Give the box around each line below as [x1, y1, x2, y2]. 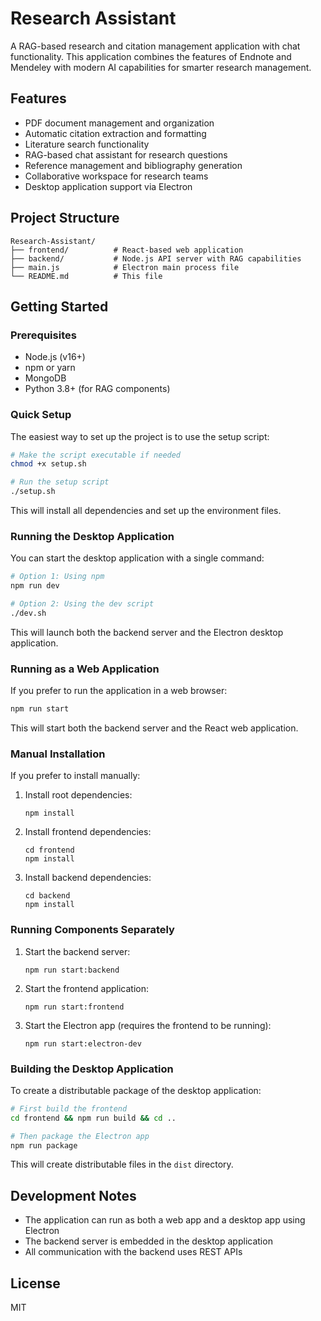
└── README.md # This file [10, 271, 163, 281]
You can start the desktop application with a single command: [10, 552, 265, 564]
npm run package [10, 1140, 78, 1151]
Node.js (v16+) [24, 351, 86, 363]
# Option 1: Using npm [10, 572, 105, 582]
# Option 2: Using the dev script [10, 599, 155, 609]
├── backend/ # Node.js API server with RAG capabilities [10, 253, 302, 264]
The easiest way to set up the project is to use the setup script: [10, 430, 270, 442]
